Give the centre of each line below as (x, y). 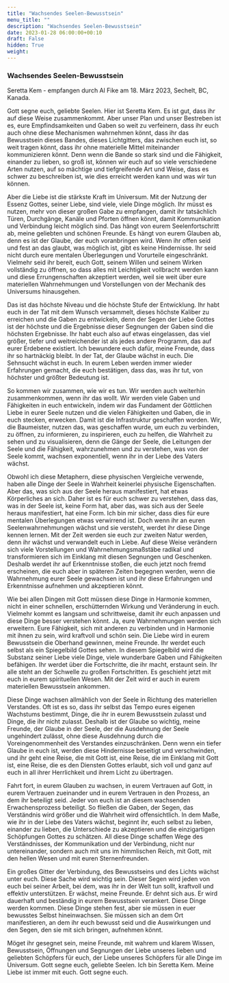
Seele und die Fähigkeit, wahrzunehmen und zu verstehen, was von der (108, 449)
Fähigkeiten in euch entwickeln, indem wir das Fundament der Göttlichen (110, 405)
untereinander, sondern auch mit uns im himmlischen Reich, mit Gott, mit (109, 851)
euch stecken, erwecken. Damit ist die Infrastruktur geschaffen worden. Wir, (114, 420)
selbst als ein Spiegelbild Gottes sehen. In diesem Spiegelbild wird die (105, 650)
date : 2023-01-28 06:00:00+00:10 (55, 33)
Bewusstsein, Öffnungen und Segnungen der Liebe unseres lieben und (107, 950)
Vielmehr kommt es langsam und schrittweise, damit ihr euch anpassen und (114, 614)
